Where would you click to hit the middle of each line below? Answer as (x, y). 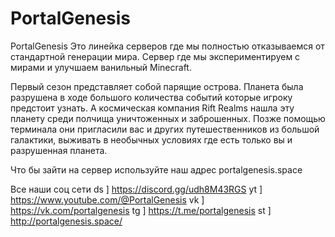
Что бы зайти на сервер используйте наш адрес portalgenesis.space (156, 169)
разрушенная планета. (59, 150)
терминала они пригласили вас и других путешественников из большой (165, 129)
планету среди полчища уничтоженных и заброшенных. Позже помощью (168, 118)
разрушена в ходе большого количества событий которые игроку (151, 97)
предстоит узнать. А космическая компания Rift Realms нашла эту (152, 108)
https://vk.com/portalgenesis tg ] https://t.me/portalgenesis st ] (141, 210)
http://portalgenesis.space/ (66, 221)
